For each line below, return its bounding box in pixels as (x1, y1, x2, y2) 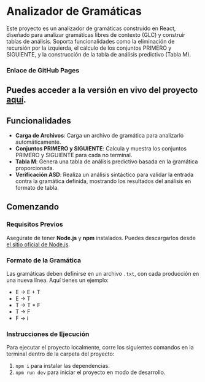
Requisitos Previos (6, 220, 63, 228)
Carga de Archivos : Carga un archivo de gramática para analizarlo (15, 132, 184, 139)
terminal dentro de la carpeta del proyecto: (6, 350, 115, 357)
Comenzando (6, 201, 60, 212)
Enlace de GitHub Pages (6, 66, 80, 74)
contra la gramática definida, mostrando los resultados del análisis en (15, 177, 191, 185)
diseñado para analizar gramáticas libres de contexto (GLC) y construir (6, 31, 186, 38)
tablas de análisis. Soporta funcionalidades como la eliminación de (6, 37, 175, 45)
